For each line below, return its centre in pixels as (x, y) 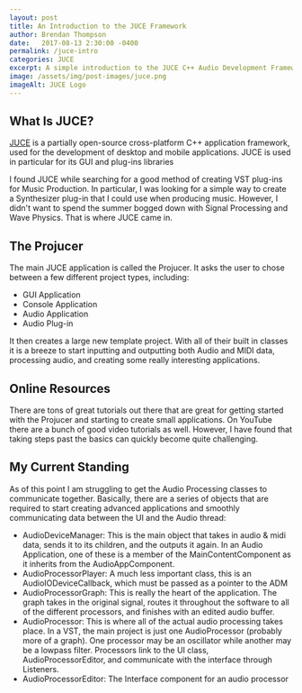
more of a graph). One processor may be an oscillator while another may (157, 640)
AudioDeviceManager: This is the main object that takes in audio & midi (154, 535)
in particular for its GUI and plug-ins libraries (92, 162)
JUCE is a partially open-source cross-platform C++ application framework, (150, 143)
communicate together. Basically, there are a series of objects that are (139, 498)
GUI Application (51, 295)
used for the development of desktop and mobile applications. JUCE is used (150, 152)
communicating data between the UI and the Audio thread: (118, 517)
